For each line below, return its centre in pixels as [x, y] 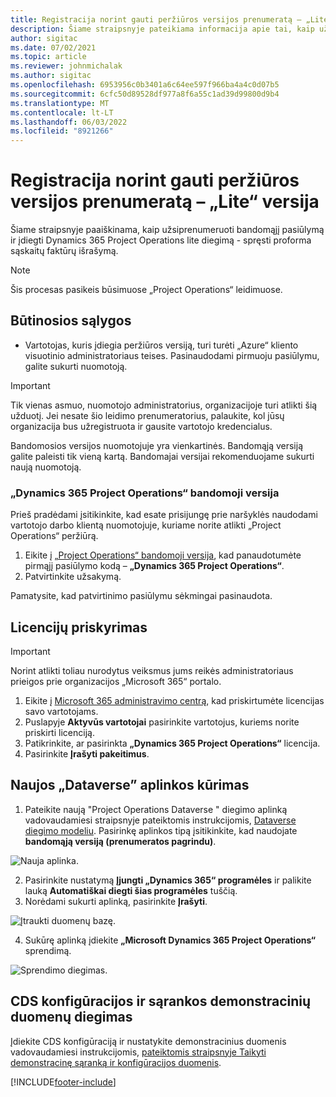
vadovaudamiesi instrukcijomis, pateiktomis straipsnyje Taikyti [138, 1052]
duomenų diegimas [71, 1017]
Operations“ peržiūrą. [54, 536]
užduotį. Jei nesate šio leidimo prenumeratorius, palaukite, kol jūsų [147, 415]
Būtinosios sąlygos [71, 321]
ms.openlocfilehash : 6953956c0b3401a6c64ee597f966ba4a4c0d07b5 [145, 85]
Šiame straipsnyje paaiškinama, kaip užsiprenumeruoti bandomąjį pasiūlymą [167, 230]
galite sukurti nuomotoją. [76, 366]
